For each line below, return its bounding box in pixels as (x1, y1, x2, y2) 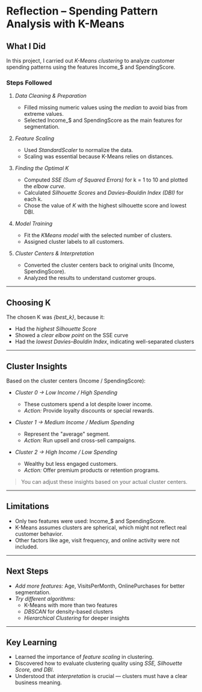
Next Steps (6, 566, 49, 577)
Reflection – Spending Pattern (6, 4, 158, 18)
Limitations (6, 501, 49, 512)
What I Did (6, 41, 46, 51)
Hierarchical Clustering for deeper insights (23, 614, 130, 621)
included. (14, 543, 38, 550)
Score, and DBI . (14, 666, 54, 673)
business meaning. (14, 679, 62, 686)
